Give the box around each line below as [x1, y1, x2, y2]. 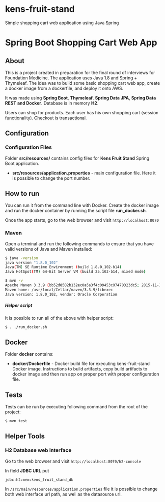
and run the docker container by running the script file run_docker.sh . [5, 208, 147, 214]
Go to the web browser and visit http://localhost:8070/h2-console [5, 458, 141, 464]
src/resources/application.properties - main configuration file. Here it [12, 170, 156, 176]
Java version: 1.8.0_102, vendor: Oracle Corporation [5, 292, 118, 297]
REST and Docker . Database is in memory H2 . [5, 100, 99, 106]
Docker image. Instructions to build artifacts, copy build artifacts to [12, 366, 148, 372]
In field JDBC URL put [5, 468, 49, 473]
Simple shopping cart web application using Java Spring [5, 20, 119, 26]
